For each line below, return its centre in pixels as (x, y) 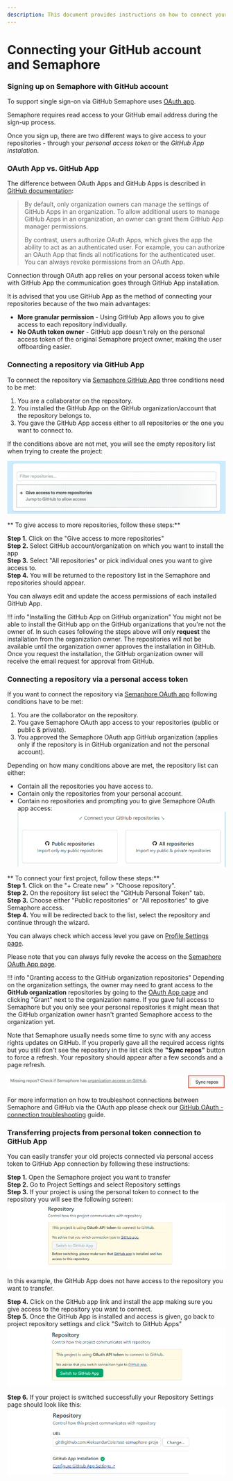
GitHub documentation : (41, 191)
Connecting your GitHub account (104, 50)
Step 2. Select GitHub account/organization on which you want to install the (115, 546)
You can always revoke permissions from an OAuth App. (104, 262)
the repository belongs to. (54, 415)
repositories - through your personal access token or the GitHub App (106, 143)
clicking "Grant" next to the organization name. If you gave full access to (111, 1000)
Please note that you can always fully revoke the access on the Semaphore (114, 957)
